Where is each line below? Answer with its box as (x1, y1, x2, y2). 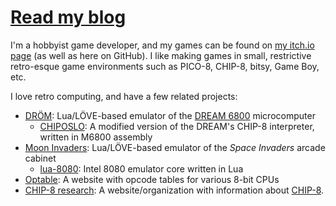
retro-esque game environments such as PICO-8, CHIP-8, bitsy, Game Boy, (10, 60, 320, 72)
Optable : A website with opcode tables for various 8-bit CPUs (24, 173, 280, 185)
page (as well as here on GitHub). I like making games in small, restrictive (10, 49, 312, 61)
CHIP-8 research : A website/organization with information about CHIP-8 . (24, 184, 325, 196)
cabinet (24, 152, 57, 164)
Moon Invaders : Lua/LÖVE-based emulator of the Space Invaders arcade (24, 141, 326, 153)
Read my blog (10, 6, 127, 29)
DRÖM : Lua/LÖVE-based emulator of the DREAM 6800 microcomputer (24, 109, 316, 121)
